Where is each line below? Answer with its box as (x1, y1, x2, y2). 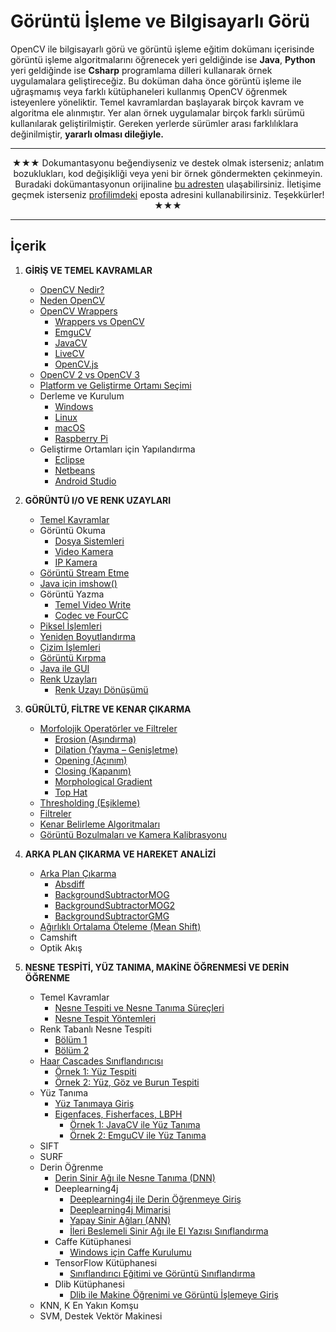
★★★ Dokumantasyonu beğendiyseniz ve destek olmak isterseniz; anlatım (11, 156, 325, 169)
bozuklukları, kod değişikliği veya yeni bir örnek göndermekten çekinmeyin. (13, 167, 323, 179)
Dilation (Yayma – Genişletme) (54, 743, 179, 755)
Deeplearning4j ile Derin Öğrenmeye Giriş (69, 1193, 242, 1205)
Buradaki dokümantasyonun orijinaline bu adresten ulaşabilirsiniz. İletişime (14, 178, 322, 190)
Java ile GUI (39, 662, 90, 674)
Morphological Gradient (54, 775, 153, 787)
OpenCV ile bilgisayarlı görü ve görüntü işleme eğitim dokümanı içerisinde (10, 43, 315, 55)
